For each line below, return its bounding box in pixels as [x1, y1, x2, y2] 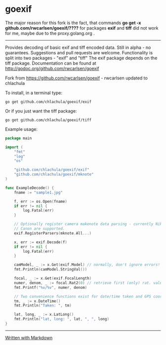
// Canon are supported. [14, 226, 65, 231]
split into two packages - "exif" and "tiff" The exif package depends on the [5, 55, 158, 61]
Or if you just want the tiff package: [5, 108, 77, 114]
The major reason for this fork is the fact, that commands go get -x [5, 20, 141, 26]
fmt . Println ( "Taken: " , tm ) [14, 303, 72, 308]
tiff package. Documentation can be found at [5, 60, 96, 66]
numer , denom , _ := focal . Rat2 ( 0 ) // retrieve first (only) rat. [14, 280, 152, 285]
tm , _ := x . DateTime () [14, 299, 61, 304]
